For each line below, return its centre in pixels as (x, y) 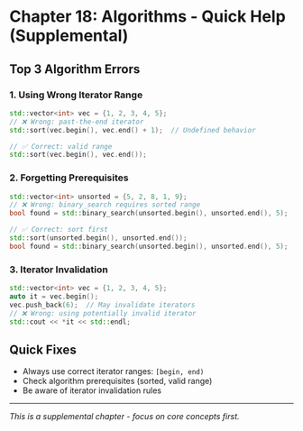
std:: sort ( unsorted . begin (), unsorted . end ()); (98, 238)
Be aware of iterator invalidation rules (92, 390)
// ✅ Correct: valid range (61, 146)
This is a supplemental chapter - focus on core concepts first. (125, 417)
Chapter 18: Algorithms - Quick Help (147, 17)
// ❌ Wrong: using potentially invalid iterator (103, 313)
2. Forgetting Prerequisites (69, 178)
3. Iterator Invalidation (59, 270)
